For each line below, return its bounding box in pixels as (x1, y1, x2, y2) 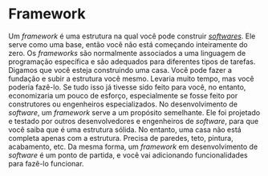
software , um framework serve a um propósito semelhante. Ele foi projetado (8, 107, 261, 117)
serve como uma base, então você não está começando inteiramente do (8, 39, 248, 49)
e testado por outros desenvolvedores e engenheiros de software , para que (8, 116, 259, 126)
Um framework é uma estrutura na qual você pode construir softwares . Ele (8, 31, 256, 41)
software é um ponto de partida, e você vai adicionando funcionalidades (8, 150, 248, 160)
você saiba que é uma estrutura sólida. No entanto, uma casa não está (8, 125, 242, 134)
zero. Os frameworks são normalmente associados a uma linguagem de (8, 48, 246, 58)
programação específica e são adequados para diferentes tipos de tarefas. (8, 57, 256, 66)
